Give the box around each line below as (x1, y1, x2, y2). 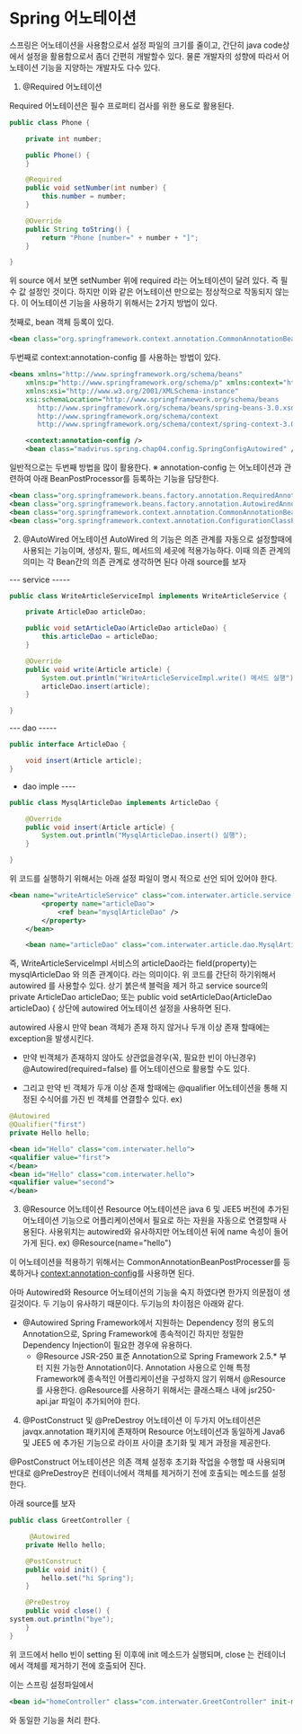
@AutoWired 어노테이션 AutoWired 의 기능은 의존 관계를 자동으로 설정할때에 (22, 534, 293, 544)
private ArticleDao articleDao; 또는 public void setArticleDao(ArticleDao (9, 992, 272, 1003)
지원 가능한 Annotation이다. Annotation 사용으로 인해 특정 (45, 1362, 251, 1373)
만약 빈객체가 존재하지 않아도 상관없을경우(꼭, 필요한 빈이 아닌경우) (22, 1052, 257, 1063)
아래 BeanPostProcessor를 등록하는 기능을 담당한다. (32, 473, 219, 484)
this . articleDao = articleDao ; (41, 633, 159, 641)
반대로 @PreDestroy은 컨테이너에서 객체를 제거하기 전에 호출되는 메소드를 (9, 1468, 270, 1479)
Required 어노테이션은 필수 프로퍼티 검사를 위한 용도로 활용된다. (9, 100, 235, 111)
